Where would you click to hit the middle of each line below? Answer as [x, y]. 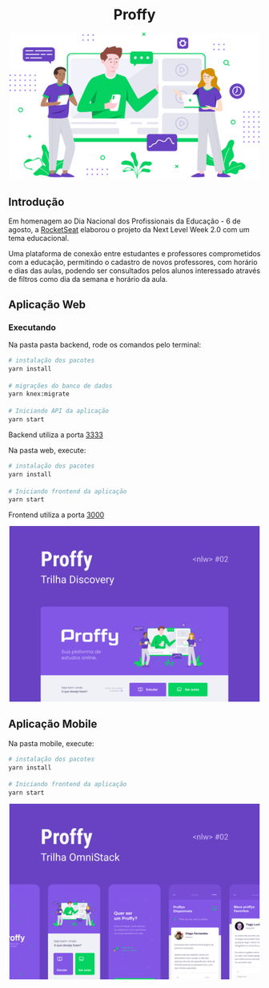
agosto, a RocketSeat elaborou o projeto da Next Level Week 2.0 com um [129, 230]
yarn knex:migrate [39, 394]
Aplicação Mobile [53, 724]
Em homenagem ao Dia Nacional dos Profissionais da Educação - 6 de [125, 221]
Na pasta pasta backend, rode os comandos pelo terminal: [105, 344]
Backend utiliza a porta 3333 [56, 435]
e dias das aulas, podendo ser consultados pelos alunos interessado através [134, 271]
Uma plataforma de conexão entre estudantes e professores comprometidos [134, 254]
